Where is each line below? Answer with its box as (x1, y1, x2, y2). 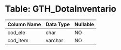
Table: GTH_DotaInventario (5, 3, 117, 15)
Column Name (7, 21, 41, 28)
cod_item (7, 37, 29, 44)
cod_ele (7, 29, 26, 36)
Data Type (45, 21, 70, 28)
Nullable (74, 21, 94, 28)
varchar (45, 37, 63, 44)
